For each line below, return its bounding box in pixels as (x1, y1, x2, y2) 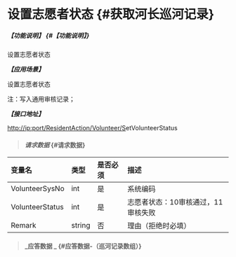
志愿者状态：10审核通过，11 (127, 197, 223, 207)
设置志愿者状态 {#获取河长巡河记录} (7, 6, 215, 22)
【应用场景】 (7, 65, 44, 74)
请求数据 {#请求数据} (24, 141, 86, 149)
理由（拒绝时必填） (127, 221, 191, 231)
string (71, 221, 91, 230)
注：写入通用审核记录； (7, 95, 75, 104)
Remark (11, 221, 37, 230)
